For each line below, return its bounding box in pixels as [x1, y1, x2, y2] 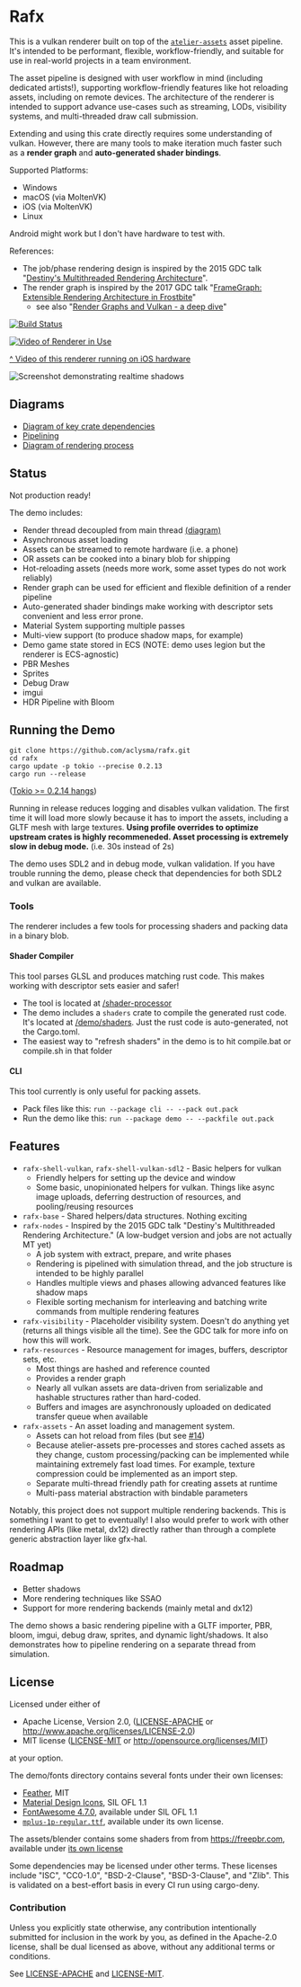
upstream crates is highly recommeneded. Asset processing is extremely [9, 831, 289, 842]
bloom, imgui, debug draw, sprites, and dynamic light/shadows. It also [9, 1629, 269, 1640]
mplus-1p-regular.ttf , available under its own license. [22, 1815, 225, 1826]
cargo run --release [9, 770, 87, 779]
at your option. [9, 1752, 64, 1763]
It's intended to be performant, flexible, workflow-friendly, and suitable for [9, 45, 285, 56]
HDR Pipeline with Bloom [22, 696, 115, 707]
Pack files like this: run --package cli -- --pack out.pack [22, 1104, 239, 1114]
